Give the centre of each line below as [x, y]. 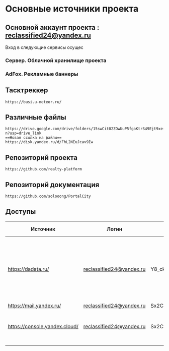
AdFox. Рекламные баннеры [42, 74]
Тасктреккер [27, 91]
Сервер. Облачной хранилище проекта [56, 60]
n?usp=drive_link [23, 133]
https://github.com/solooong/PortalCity [48, 196]
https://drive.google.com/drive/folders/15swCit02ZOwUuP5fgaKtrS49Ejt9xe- [85, 129]
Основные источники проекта [72, 9]
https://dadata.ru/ [28, 269]
